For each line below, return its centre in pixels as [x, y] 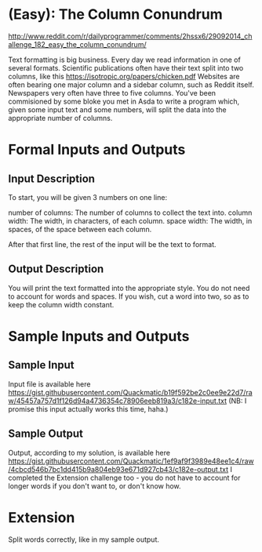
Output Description [56, 269]
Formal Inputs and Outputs [97, 150]
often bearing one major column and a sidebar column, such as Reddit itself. [131, 85]
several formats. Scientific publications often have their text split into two [126, 67]
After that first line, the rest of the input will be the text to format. [113, 244]
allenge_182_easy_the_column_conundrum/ [77, 44]
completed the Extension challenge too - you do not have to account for [124, 478]
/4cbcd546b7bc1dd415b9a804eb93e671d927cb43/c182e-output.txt [118, 469]
